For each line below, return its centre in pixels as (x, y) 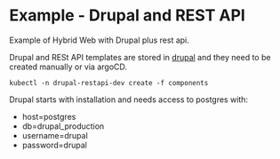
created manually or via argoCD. (68, 67)
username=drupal (55, 135)
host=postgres (49, 116)
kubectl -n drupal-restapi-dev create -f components (109, 83)
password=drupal (54, 145)
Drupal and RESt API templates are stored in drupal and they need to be (140, 57)
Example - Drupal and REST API (128, 16)
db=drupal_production (63, 126)
